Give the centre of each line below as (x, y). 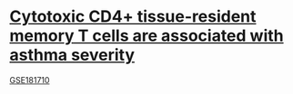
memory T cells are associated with (146, 36)
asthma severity (72, 55)
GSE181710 (30, 80)
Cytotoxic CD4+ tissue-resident (133, 17)
